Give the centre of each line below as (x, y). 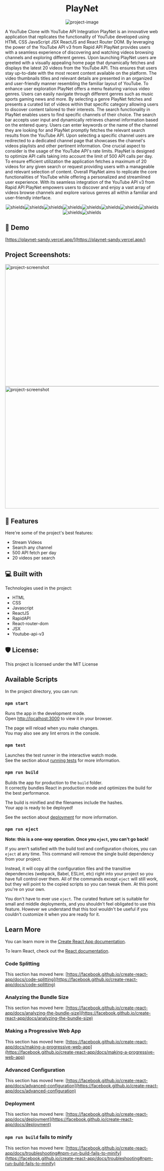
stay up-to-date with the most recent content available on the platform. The (81, 73)
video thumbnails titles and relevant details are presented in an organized (79, 78)
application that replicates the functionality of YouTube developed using (77, 37)
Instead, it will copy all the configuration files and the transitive (68, 868)
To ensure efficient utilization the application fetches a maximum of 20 (76, 161)
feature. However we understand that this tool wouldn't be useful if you (77, 909)
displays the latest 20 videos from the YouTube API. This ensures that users (81, 68)
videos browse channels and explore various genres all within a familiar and (81, 192)
